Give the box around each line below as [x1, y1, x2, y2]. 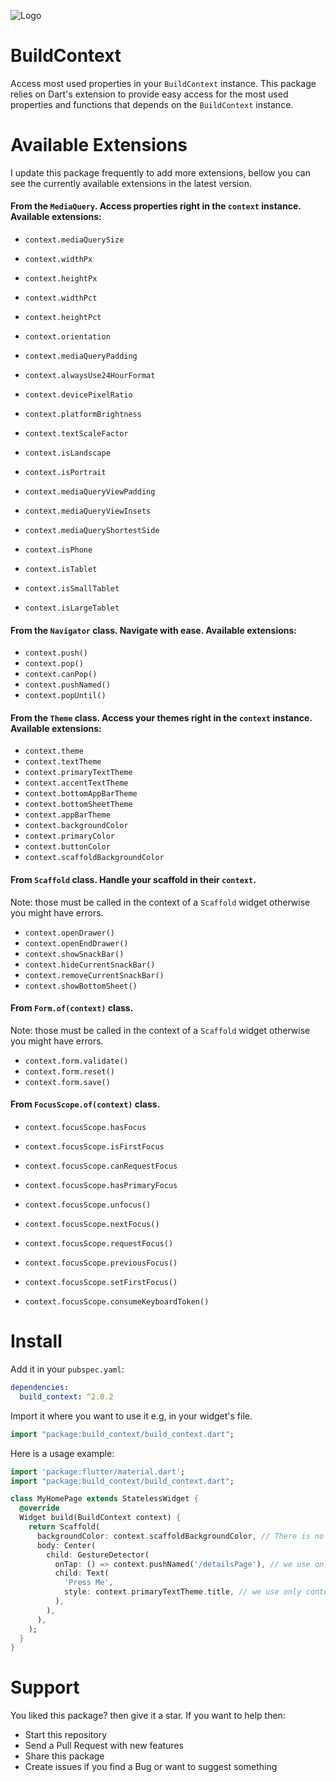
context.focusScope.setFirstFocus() [24, 1278, 178, 1288]
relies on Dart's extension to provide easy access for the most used [10, 88, 289, 100]
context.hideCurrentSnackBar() [24, 960, 156, 970]
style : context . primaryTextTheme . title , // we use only [63, 1587, 302, 1597]
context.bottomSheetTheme [24, 800, 133, 810]
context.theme [24, 746, 84, 757]
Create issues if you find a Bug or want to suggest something [24, 1761, 278, 1773]
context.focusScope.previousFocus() [24, 1258, 178, 1269]
